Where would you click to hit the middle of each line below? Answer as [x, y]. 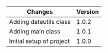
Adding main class [35, 31]
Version [88, 12]
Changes [40, 12]
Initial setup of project [39, 41]
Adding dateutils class [40, 22]
